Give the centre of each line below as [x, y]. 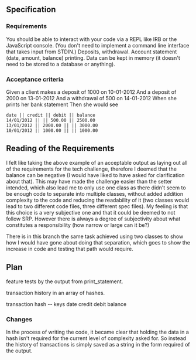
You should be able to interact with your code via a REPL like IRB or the [92, 39]
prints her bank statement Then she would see [62, 104]
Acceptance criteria [35, 79]
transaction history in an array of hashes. [56, 293]
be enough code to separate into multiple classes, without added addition [94, 193]
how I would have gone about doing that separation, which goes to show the [98, 242]
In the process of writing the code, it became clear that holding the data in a [97, 332]
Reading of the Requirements [60, 149]
